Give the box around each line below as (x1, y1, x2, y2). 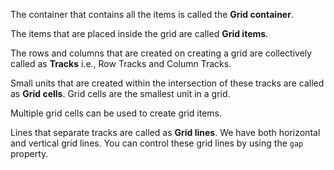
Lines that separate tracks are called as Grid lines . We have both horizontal (10, 127, 321, 138)
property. (10, 148, 49, 159)
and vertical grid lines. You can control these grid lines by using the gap (10, 137, 304, 149)
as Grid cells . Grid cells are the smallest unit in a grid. (10, 88, 231, 99)
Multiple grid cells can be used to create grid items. (10, 107, 223, 119)
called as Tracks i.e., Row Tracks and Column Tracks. (10, 58, 232, 69)
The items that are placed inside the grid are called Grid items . (10, 28, 269, 39)
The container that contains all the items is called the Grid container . (10, 9, 294, 20)
